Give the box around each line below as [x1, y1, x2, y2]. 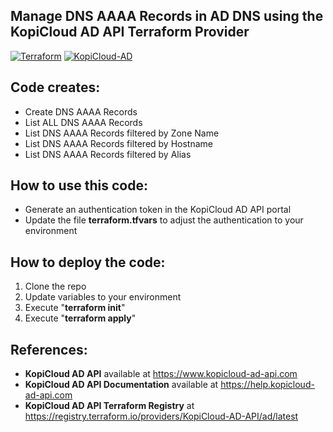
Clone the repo [24, 280, 87, 293]
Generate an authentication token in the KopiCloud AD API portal [24, 204, 292, 216]
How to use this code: [10, 177, 148, 194]
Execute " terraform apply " [24, 312, 137, 324]
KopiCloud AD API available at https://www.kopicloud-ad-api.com [24, 368, 298, 380]
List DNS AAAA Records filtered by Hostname [24, 137, 213, 149]
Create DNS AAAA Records [24, 105, 138, 118]
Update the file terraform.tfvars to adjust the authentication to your [24, 214, 304, 226]
